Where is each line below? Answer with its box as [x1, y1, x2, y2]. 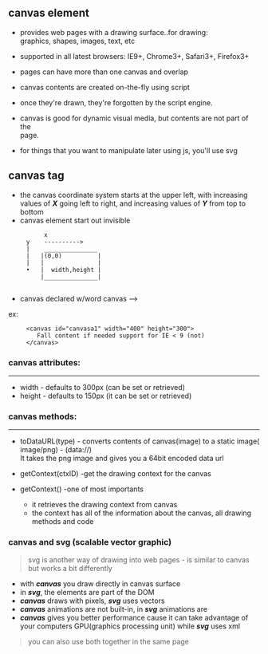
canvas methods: [8, 411, 77, 422]
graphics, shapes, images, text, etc [19, 36, 136, 45]
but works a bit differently [27, 563, 113, 573]
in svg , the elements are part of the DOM [19, 587, 155, 597]
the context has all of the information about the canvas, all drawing [31, 508, 252, 518]
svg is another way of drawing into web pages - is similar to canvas [27, 554, 250, 565]
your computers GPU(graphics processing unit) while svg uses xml [19, 621, 241, 631]
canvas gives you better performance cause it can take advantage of [19, 613, 249, 622]
